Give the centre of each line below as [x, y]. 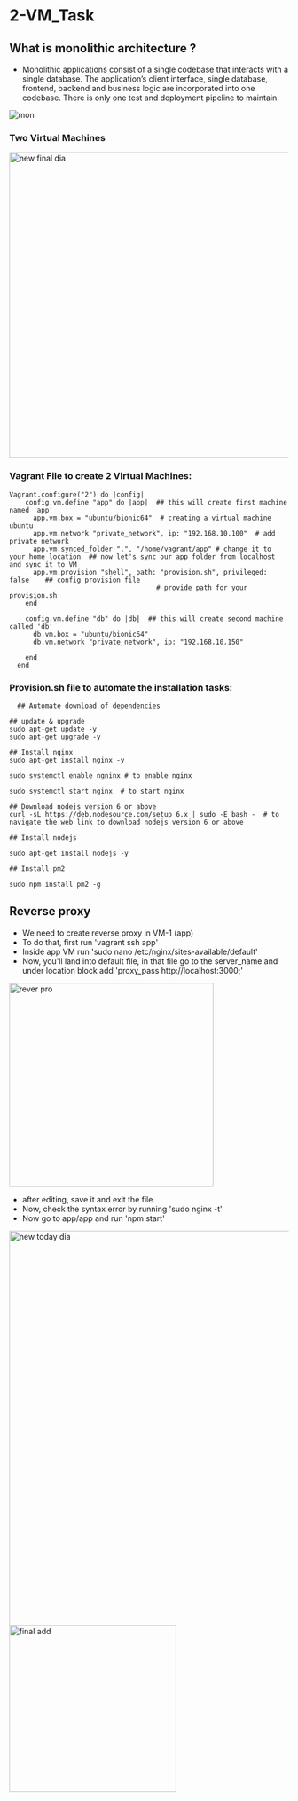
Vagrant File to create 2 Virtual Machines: [101, 476]
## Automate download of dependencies [89, 706]
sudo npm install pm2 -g [55, 884]
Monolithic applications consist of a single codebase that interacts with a [155, 69]
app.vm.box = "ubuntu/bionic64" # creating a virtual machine [152, 518]
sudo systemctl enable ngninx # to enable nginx [101, 775]
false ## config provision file [75, 580]
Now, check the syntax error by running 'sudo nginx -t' [122, 1209]
